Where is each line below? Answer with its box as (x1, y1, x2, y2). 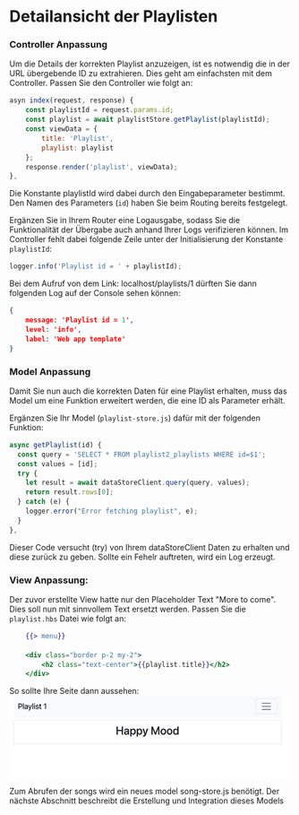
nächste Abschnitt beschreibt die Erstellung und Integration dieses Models (9, 795, 285, 806)
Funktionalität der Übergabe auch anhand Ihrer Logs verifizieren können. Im (9, 224, 289, 235)
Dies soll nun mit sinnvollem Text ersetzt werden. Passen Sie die (9, 603, 246, 614)
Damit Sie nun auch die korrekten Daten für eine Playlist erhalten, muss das (9, 386, 288, 396)
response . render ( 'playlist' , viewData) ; (25, 162, 178, 171)
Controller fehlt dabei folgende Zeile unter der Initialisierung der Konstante (9, 234, 284, 245)
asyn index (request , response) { (9, 96, 134, 105)
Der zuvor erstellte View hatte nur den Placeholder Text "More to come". (9, 594, 277, 604)
